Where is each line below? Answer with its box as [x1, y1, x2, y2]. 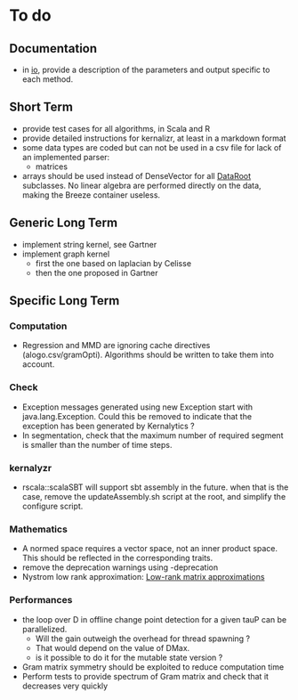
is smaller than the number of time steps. [21, 439, 173, 450]
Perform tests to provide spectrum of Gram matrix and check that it [21, 671, 270, 681]
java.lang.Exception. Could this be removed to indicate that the [21, 411, 252, 421]
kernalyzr [9, 461, 52, 474]
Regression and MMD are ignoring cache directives [21, 340, 211, 351]
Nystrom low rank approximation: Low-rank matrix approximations [21, 572, 265, 582]
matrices [35, 161, 68, 172]
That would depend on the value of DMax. [35, 642, 190, 653]
